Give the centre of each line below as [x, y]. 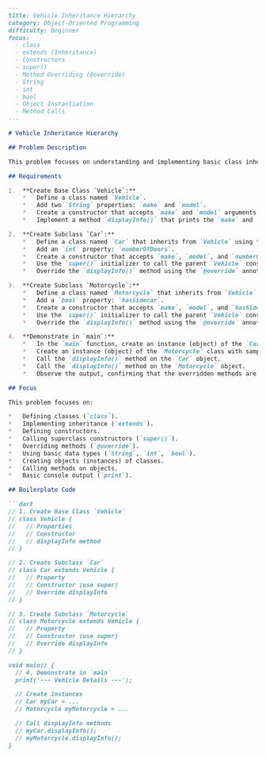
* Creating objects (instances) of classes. [86, 461]
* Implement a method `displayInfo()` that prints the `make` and [138, 220]
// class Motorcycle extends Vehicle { [74, 621]
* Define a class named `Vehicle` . [85, 198]
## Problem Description [47, 148]
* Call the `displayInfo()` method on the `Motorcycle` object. [134, 366]
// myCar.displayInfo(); [56, 731]
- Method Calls [40, 112]
